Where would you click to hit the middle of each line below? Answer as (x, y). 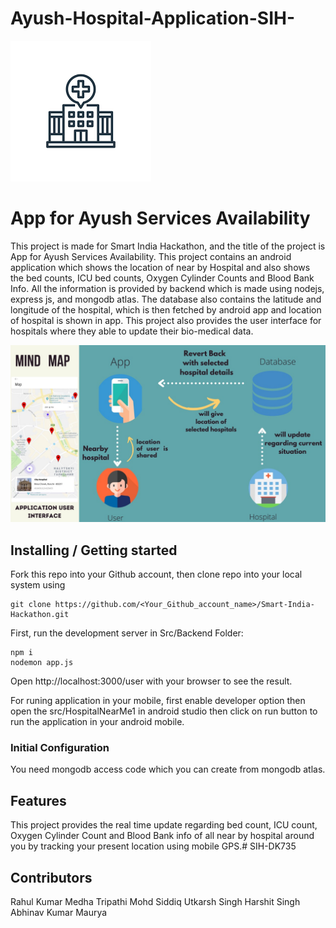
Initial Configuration (60, 748)
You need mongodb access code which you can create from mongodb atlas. (168, 769)
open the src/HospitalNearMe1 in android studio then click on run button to (164, 711)
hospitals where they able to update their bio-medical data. (132, 331)
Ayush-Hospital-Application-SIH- (153, 18)
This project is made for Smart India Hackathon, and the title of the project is (168, 246)
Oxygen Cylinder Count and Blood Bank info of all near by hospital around (162, 836)
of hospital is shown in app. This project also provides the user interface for (166, 320)
